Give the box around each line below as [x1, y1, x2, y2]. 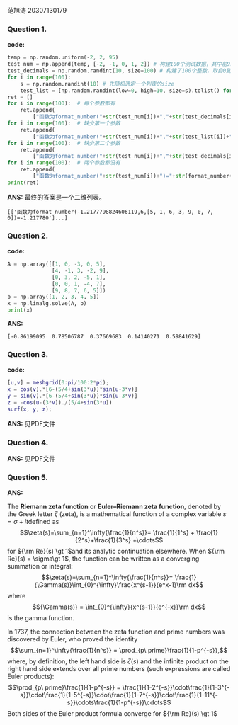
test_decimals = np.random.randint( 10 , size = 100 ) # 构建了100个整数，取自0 [7, 67, 227, 74]
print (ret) [7, 179, 40, 186]
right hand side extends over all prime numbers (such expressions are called [7, 665, 231, 673]
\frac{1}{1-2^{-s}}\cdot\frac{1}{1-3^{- [122, 683, 230, 692]
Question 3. [7, 350, 48, 360]
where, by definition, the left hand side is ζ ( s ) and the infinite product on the [7, 657, 229, 666]
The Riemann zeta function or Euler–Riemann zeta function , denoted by [7, 502, 222, 511]
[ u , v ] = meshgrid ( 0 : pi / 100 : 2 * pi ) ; [7, 379, 110, 387]
